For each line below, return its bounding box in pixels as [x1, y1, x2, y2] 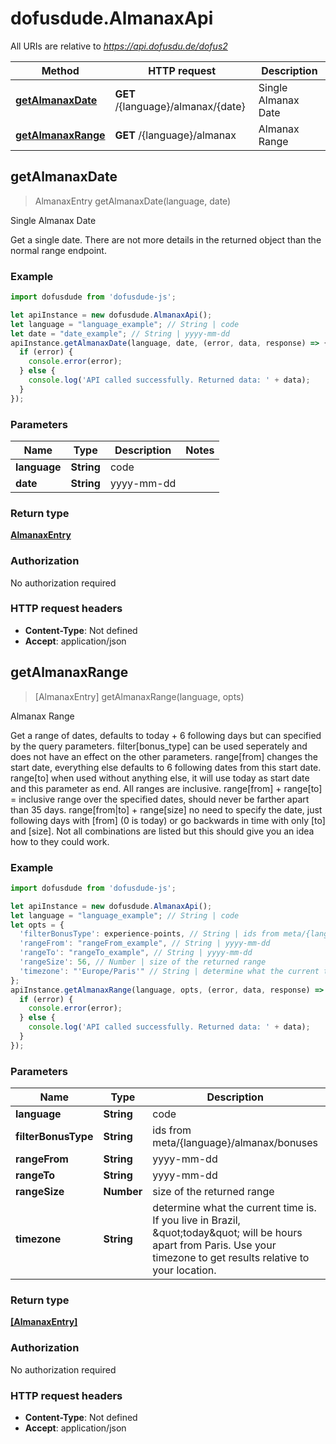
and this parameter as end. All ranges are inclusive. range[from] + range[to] [10, 782, 323, 794]
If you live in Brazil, [152, 1213, 241, 1227]
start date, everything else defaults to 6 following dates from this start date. [10, 761, 322, 773]
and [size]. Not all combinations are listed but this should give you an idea [10, 825, 315, 837]
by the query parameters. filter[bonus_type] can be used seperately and [10, 740, 308, 752]
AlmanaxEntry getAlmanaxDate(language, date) [34, 195, 232, 207]
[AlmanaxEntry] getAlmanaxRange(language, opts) [34, 690, 245, 702]
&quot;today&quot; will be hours [152, 1226, 303, 1240]
